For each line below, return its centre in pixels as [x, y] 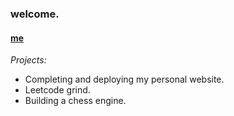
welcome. [35, 14]
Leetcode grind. [57, 90]
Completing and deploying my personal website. [124, 79]
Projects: [28, 60]
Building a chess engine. [75, 101]
